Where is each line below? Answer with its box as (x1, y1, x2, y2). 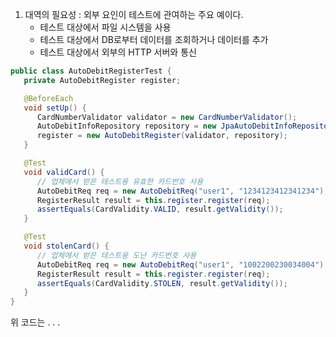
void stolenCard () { (23, 241, 110, 251)
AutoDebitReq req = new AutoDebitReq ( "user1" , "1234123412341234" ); (36, 186, 329, 196)
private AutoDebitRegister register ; (23, 75, 182, 85)
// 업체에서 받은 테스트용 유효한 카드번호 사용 (36, 176, 204, 187)
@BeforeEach (23, 93, 74, 103)
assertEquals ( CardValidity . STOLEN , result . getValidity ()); (36, 278, 288, 288)
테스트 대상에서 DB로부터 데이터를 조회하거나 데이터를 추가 (39, 34, 269, 45)
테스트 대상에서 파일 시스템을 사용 (39, 21, 172, 33)
